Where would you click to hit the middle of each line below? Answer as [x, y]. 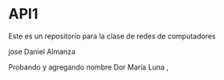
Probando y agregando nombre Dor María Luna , [88, 67]
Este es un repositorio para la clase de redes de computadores [112, 36]
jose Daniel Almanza [42, 51]
